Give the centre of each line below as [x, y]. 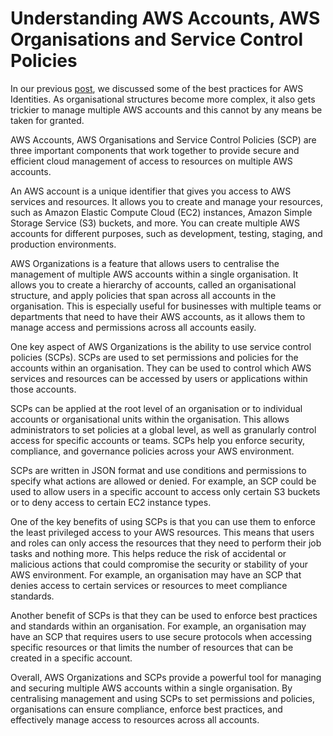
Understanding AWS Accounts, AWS [165, 18]
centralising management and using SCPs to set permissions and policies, [162, 698]
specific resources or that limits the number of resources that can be [152, 647]
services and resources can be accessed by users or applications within [159, 378]
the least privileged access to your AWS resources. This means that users [162, 532]
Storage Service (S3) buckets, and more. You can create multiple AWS [155, 223]
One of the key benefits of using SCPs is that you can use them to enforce [163, 521]
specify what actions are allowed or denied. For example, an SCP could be [163, 481]
